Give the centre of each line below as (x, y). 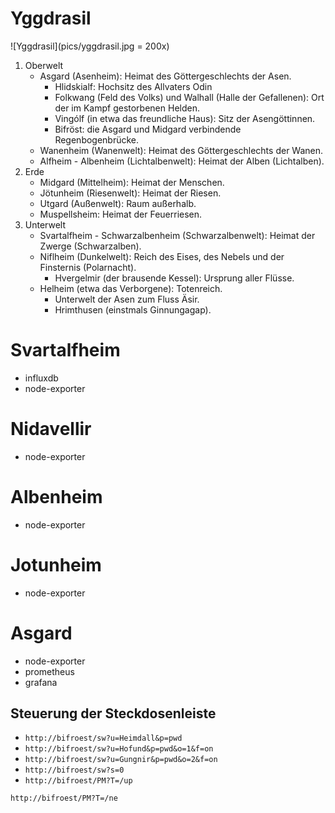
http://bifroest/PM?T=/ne (64, 798)
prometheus (49, 671)
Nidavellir (51, 429)
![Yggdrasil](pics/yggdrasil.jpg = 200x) (90, 46)
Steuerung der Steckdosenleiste (113, 713)
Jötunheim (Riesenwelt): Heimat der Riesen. (130, 193)
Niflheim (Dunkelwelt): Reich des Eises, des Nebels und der (162, 256)
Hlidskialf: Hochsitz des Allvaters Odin (133, 86)
